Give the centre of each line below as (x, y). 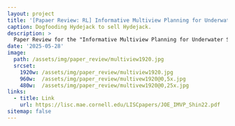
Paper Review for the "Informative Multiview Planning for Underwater (119, 40)
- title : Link (34, 99)
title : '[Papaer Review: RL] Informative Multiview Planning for (104, 20)
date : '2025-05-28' (36, 46)
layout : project (31, 14)
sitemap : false (29, 111)
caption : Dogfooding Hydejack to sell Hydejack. (79, 27)
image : (17, 53)
